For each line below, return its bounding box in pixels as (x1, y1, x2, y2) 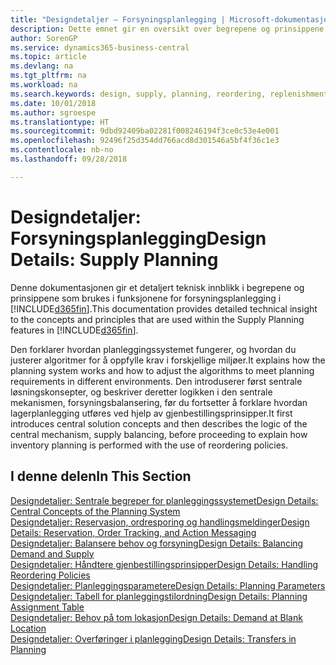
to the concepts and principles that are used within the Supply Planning (10, 313, 305, 325)
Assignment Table (10, 601, 85, 613)
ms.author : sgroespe (10, 107, 97, 118)
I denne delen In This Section (10, 468, 192, 485)
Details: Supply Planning (10, 248, 219, 271)
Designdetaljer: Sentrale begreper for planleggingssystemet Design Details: (10, 494, 319, 506)
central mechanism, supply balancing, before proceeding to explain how (10, 428, 308, 440)
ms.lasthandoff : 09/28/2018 (10, 154, 128, 164)
